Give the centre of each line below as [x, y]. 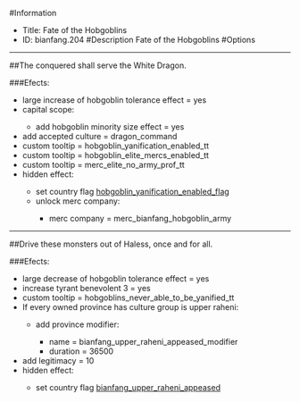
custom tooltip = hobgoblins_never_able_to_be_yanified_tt [128, 297]
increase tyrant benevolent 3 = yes [86, 288]
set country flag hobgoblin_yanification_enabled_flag [132, 192]
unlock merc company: [78, 201]
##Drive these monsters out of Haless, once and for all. [111, 244]
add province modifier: [77, 324]
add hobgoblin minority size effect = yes [110, 127]
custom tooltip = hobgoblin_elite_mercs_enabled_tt [116, 155]
